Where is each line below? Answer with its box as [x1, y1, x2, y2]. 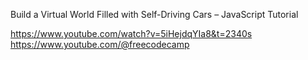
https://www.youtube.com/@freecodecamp [10, 39, 190, 50]
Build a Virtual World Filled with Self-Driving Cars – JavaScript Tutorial [10, 9, 299, 20]
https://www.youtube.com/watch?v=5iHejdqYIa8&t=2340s [10, 28, 253, 39]
